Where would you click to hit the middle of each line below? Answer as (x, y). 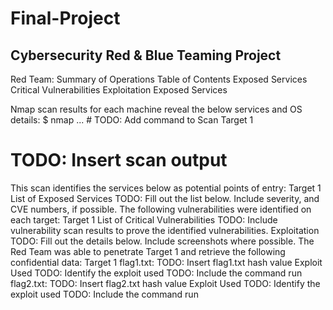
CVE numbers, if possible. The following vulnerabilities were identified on (161, 209)
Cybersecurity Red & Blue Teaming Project (146, 55)
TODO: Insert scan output (119, 160)
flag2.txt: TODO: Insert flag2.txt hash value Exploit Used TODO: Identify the (165, 283)
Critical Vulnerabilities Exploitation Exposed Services (119, 90)
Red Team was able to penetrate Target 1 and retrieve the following (148, 251)
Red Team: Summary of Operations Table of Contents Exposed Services (159, 79)
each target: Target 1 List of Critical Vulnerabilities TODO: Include (144, 219)
